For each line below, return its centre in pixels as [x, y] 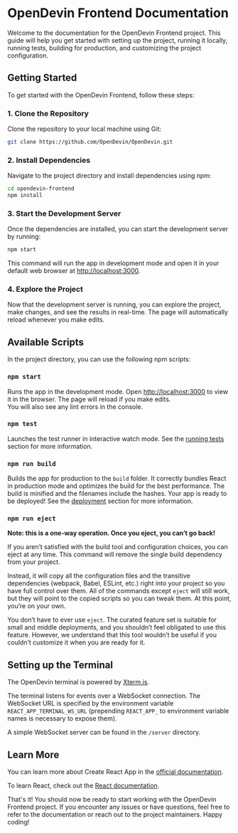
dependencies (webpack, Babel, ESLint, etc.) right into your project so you [116, 583]
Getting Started [42, 78]
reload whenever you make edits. [56, 320]
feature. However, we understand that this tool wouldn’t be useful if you [112, 635]
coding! [18, 822]
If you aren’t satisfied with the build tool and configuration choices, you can [118, 547]
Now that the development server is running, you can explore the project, [114, 304]
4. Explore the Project [45, 290]
